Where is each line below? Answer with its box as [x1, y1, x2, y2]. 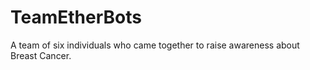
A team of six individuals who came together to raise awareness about [10, 39, 300, 51]
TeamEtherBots [10, 6, 142, 29]
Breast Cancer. [10, 49, 72, 61]
